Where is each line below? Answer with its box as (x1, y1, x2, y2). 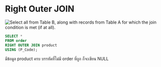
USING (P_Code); (5, 47, 38, 52)
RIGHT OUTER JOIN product (5, 42, 57, 48)
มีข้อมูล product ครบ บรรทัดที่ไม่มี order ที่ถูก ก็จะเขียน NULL (5, 56, 109, 62)
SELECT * (5, 34, 23, 39)
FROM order (5, 38, 27, 43)
